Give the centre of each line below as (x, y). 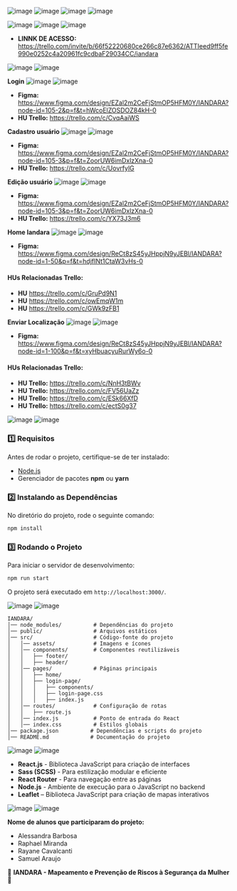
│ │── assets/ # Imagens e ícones (79, 644)
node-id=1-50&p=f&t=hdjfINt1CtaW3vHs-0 (80, 261)
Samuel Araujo (39, 859)
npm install (25, 528)
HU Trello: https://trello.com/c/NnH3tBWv (79, 383)
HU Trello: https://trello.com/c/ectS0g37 (77, 406)
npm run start (28, 578)
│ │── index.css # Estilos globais (78, 725)
